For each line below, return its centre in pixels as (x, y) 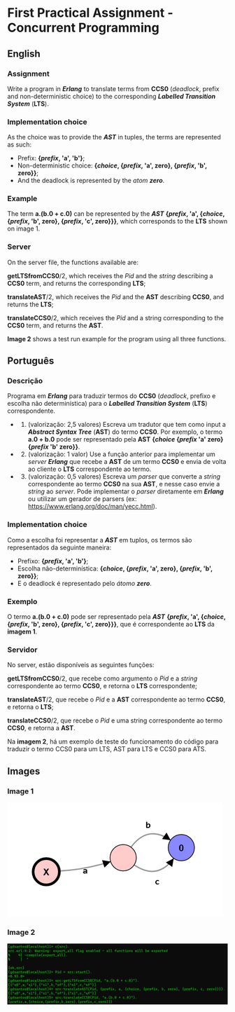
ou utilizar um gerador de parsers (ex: (82, 499)
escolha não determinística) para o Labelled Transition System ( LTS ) (107, 404)
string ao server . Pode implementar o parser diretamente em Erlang (126, 491)
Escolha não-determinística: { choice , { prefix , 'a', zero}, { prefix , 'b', (115, 568)
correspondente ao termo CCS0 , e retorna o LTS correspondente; (102, 686)
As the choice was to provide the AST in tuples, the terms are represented (114, 137)
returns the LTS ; (30, 304)
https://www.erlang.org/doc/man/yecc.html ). (92, 507)
